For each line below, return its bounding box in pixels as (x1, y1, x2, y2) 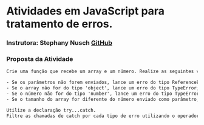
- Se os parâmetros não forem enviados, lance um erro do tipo (6, 80, 170, 86)
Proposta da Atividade (6, 55, 73, 63)
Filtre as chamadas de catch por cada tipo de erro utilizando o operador (6, 113, 200, 119)
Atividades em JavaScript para (6, 4, 165, 18)
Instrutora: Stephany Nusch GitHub (6, 39, 112, 47)
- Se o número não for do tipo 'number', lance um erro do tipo (6, 91, 172, 97)
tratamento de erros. (6, 17, 113, 31)
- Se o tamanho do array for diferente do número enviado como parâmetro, (6, 96, 200, 102)
